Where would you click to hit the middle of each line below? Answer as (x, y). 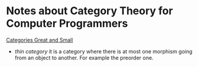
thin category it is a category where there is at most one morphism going (103, 51)
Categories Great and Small (40, 40)
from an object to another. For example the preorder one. (84, 58)
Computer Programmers (67, 23)
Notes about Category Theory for (90, 11)
